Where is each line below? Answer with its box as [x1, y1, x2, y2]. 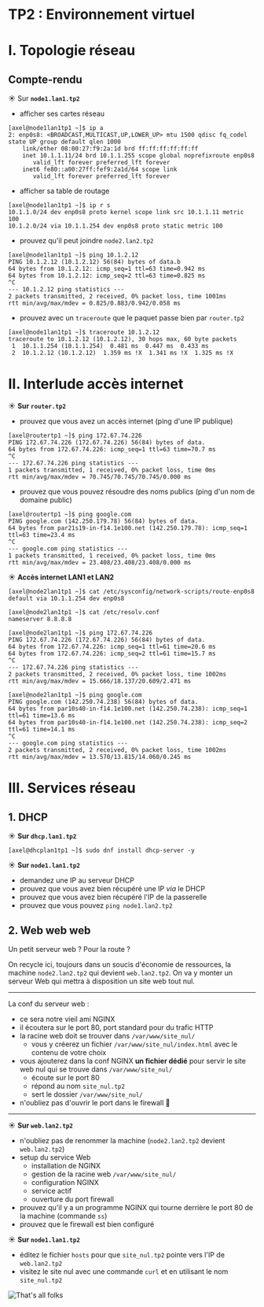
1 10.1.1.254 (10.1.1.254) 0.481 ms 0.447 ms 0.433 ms [11, 342, 210, 350]
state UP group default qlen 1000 [8, 138, 122, 146]
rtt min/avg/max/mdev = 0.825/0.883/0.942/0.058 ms [8, 299, 181, 308]
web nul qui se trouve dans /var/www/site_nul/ [19, 1064, 173, 1074]
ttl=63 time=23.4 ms [8, 531, 76, 539]
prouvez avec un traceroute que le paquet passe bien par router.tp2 [19, 313, 245, 323]
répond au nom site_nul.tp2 [31, 1081, 126, 1090]
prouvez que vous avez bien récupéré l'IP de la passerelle [19, 892, 207, 902]
